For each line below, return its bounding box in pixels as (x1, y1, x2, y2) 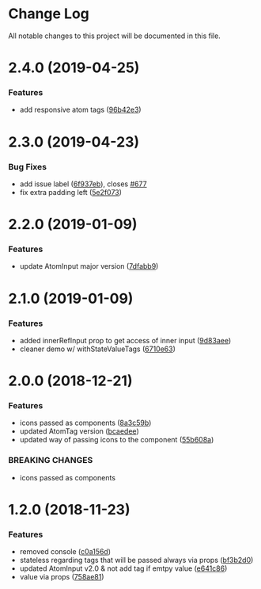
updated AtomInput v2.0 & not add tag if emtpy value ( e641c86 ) (19, 564, 228, 573)
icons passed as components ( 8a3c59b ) (19, 418, 152, 428)
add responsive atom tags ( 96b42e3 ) (19, 105, 142, 115)
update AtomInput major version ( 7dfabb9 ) (19, 262, 159, 271)
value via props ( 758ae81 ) (19, 572, 104, 582)
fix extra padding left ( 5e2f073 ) (19, 187, 123, 197)
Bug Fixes (8, 161, 47, 172)
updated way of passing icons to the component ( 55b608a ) (19, 435, 214, 445)
